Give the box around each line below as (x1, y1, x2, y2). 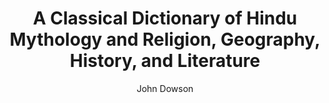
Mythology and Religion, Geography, (9, 28, 321, 51)
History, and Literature (69, 50, 261, 72)
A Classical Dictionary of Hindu (32, 7, 298, 30)
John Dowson (136, 82, 194, 94)
